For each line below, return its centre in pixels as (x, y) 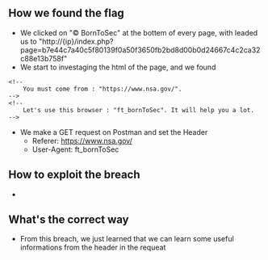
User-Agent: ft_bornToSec (75, 149)
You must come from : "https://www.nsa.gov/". (103, 89)
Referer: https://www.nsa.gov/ (82, 140)
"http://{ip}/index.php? (76, 41)
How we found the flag (67, 13)
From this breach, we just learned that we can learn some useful (127, 239)
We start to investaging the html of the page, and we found (118, 67)
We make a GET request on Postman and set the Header (114, 132)
